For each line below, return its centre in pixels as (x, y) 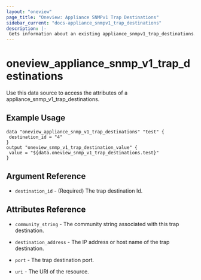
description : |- (26, 28)
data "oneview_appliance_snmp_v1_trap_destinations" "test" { (85, 132)
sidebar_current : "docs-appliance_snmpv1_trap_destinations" (84, 23)
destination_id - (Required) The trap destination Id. (79, 191)
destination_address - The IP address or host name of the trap (92, 242)
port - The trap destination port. (54, 260)
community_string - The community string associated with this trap (97, 224)
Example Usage (36, 118)
